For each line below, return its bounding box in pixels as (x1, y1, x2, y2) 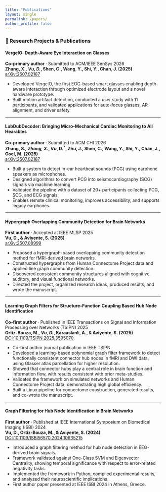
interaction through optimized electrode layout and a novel (26, 86, 145, 92)
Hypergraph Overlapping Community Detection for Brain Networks (5, 219, 145, 225)
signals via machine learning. (12, 182, 72, 187)
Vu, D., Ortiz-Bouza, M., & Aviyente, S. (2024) (5, 430, 101, 435)
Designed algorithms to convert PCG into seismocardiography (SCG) (12, 177, 152, 183)
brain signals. (29, 449, 57, 455)
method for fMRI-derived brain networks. (12, 255, 96, 261)
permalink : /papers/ (5, 16, 48, 21)
